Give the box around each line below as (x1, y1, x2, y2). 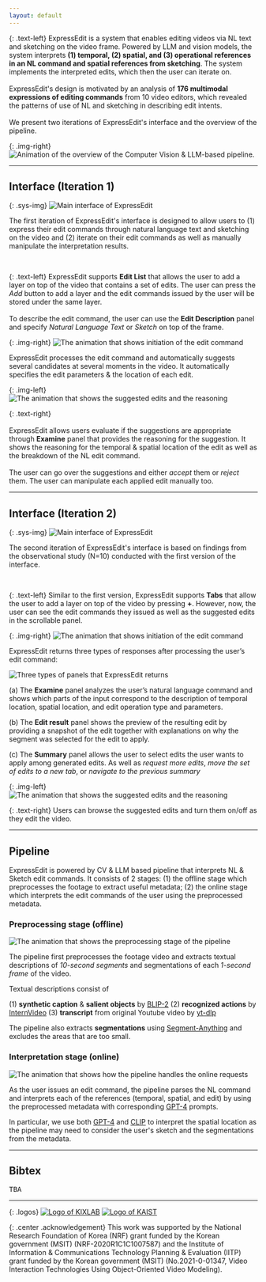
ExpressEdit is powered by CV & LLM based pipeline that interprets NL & (9, 866, 244, 875)
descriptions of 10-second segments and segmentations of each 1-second (9, 961, 251, 970)
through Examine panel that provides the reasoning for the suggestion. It (9, 434, 246, 444)
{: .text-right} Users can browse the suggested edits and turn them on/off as (9, 806, 257, 815)
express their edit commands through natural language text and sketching (9, 225, 249, 234)
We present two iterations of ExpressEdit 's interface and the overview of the (9, 117, 257, 127)
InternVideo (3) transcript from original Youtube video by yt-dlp (9, 1008, 216, 1018)
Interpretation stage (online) (9, 1052, 120, 1063)
